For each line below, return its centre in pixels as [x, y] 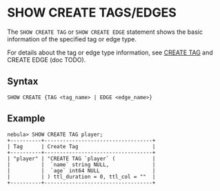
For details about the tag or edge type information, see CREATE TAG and [110, 52]
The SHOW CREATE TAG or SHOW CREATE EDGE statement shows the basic [105, 32]
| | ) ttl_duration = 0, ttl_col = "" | [81, 177]
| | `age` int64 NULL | [81, 170]
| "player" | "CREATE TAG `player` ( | [81, 159]
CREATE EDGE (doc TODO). [47, 59]
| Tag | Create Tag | [81, 146]
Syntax [23, 82]
